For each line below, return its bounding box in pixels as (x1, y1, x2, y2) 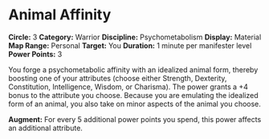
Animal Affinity (8, 6, 112, 24)
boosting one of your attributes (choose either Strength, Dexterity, (8, 73, 227, 83)
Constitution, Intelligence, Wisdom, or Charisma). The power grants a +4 (8, 82, 249, 92)
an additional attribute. (8, 123, 83, 133)
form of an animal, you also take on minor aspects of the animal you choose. (8, 99, 261, 108)
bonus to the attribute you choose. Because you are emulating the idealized (8, 90, 259, 100)
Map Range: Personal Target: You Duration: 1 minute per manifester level (8, 40, 252, 50)
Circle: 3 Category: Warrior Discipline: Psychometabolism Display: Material (8, 32, 262, 42)
